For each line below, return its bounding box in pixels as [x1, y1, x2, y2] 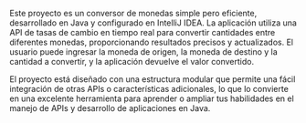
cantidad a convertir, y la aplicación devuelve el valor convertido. [9, 56, 254, 67]
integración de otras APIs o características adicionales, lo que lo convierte [9, 84, 290, 94]
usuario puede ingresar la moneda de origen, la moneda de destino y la [9, 46, 279, 57]
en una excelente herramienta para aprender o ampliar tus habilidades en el [9, 93, 294, 104]
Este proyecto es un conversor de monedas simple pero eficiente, [9, 8, 258, 18]
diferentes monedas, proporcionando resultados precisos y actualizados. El [9, 36, 294, 47]
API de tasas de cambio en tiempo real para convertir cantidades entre [9, 27, 276, 37]
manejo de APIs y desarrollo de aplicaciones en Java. [9, 103, 211, 113]
